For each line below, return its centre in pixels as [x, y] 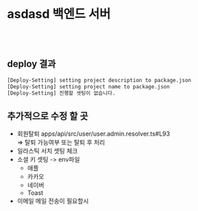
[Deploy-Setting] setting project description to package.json [99, 80]
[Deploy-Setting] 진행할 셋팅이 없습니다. [61, 93]
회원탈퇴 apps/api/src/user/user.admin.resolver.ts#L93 [93, 134]
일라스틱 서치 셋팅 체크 [47, 151]
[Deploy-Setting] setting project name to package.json [88, 86]
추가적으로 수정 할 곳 [48, 116]
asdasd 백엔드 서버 [59, 14]
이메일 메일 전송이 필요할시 [53, 201]
